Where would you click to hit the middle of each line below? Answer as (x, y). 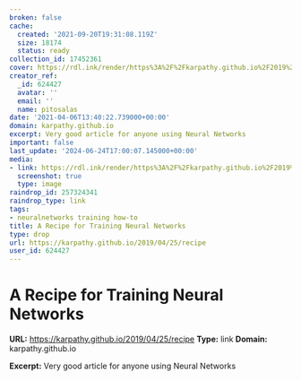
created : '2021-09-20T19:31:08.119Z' (88, 34)
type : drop (30, 234)
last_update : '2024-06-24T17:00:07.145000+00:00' (104, 151)
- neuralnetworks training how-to (74, 217)
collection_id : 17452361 (56, 59)
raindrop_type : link (48, 201)
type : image (40, 185)
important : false (42, 142)
